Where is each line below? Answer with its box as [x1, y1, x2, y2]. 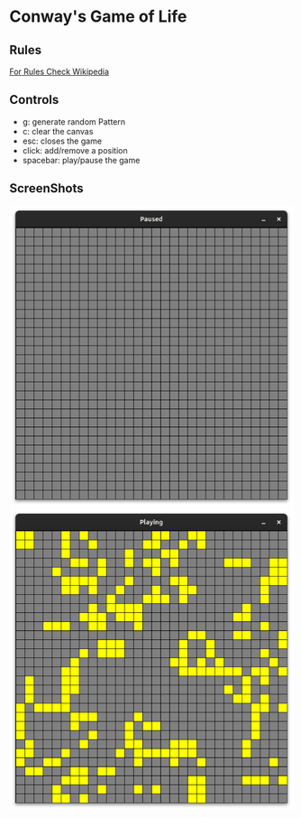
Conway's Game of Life [9, 6, 187, 27]
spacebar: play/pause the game [22, 154, 141, 165]
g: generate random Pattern [22, 116, 126, 127]
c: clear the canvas [22, 125, 94, 136]
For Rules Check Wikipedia [9, 66, 110, 77]
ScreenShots [9, 181, 84, 196]
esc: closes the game [22, 135, 102, 146]
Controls [9, 92, 59, 107]
